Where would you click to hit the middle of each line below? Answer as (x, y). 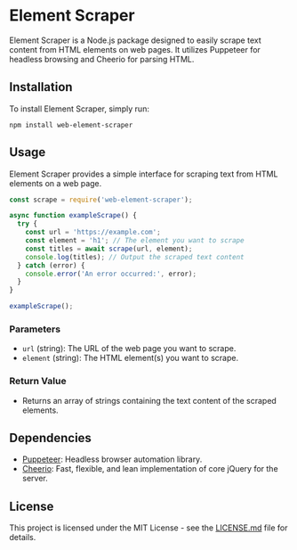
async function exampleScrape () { (73, 216)
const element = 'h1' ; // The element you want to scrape (135, 241)
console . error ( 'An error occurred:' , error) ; (111, 274)
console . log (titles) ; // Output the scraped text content (135, 257)
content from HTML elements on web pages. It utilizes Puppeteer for (135, 49)
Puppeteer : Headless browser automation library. (112, 459)
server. (35, 479)
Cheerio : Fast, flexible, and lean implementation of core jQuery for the (150, 469)
